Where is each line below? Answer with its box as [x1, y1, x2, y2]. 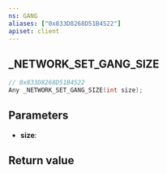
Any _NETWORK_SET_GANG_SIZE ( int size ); [8, 86, 143, 94]
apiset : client [8, 27, 60, 35]
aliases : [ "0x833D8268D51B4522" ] [8, 19, 122, 28]
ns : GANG [8, 11, 38, 20]
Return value [8, 154, 75, 167]
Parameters [8, 109, 69, 123]
